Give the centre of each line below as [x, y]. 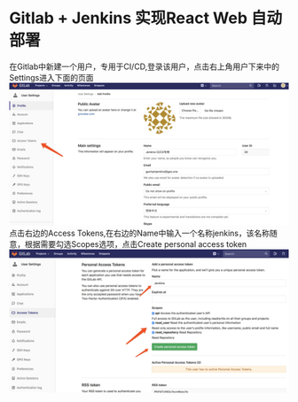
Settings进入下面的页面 [51, 77]
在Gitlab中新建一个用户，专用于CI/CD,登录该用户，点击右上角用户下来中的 [145, 66]
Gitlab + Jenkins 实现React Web [129, 18]
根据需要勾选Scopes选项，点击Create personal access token [136, 244]
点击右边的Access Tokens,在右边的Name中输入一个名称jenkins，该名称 [140, 233]
